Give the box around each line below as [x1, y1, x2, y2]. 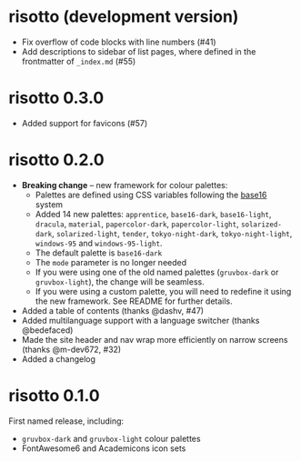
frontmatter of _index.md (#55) [21, 55, 136, 66]
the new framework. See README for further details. [35, 296, 233, 306]
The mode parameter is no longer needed [35, 256, 187, 267]
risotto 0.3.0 [8, 88, 105, 108]
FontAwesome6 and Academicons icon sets [21, 443, 186, 454]
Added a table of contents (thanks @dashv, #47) [21, 305, 205, 316]
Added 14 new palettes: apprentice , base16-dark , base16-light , [35, 208, 272, 219]
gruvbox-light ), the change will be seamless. [35, 276, 206, 287]
